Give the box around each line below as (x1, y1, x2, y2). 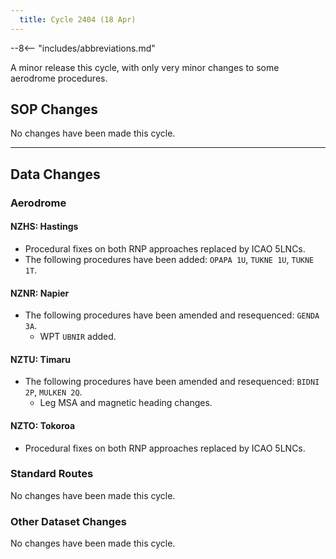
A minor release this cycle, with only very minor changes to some (10, 61, 280, 73)
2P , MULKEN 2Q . (24, 386, 83, 398)
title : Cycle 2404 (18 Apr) (19, 14, 137, 25)
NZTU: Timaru (10, 353, 72, 365)
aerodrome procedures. (10, 72, 108, 84)
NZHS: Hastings (10, 221, 79, 233)
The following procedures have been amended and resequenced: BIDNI (24, 376, 320, 388)
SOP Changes (10, 101, 98, 118)
